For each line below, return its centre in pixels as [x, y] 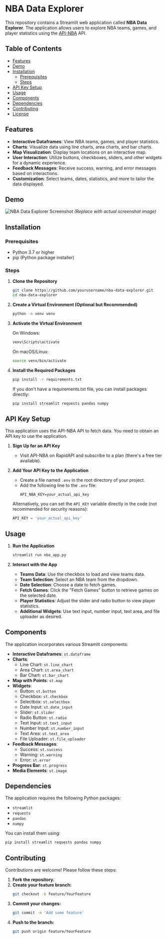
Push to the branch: [33, 922]
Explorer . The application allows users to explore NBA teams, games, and [81, 27]
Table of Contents [34, 49]
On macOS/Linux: [30, 352]
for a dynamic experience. [39, 163]
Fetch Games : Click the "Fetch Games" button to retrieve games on [89, 590]
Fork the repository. [33, 880]
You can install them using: [33, 833]
